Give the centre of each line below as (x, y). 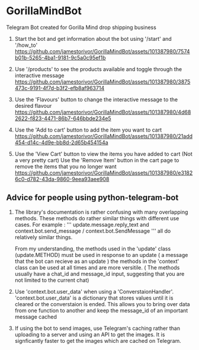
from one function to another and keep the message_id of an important (101, 310)
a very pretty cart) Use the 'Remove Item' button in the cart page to (97, 160)
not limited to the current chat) (52, 280)
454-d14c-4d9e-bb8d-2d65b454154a (61, 142)
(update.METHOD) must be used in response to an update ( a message (101, 255)
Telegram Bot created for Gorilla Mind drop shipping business (81, 27)
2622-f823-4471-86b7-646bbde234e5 (63, 118)
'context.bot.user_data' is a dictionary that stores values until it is (94, 298)
